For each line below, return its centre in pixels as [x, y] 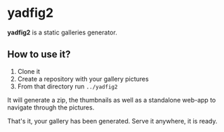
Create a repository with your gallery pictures [83, 79]
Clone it [29, 71]
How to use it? [39, 54]
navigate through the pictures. [51, 107]
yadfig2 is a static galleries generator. [62, 32]
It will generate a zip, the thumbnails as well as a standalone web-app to [112, 100]
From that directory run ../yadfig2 [67, 86]
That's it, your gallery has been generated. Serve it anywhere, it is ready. [112, 121]
